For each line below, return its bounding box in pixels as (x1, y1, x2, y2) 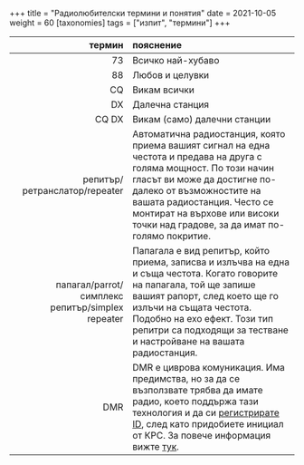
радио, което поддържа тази (132, 395, 260, 407)
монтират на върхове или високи (132, 208, 280, 219)
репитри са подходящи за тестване (132, 324, 290, 336)
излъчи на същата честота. (132, 301, 252, 314)
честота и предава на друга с (132, 150, 262, 162)
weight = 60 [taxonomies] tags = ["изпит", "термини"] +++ (9, 17, 231, 28)
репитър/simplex (50, 301, 124, 314)
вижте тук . (132, 441, 179, 452)
